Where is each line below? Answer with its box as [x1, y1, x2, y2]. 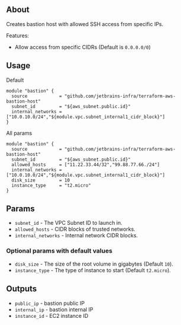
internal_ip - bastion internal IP [14, 305, 93, 313]
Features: [6, 32, 30, 39]
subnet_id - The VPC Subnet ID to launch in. [14, 219, 122, 227]
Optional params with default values [6, 247, 112, 255]
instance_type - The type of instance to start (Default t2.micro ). [14, 266, 172, 273]
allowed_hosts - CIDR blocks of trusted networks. [14, 225, 136, 233]
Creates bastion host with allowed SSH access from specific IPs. [6, 20, 164, 27]
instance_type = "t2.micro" [11, 182, 92, 189]
